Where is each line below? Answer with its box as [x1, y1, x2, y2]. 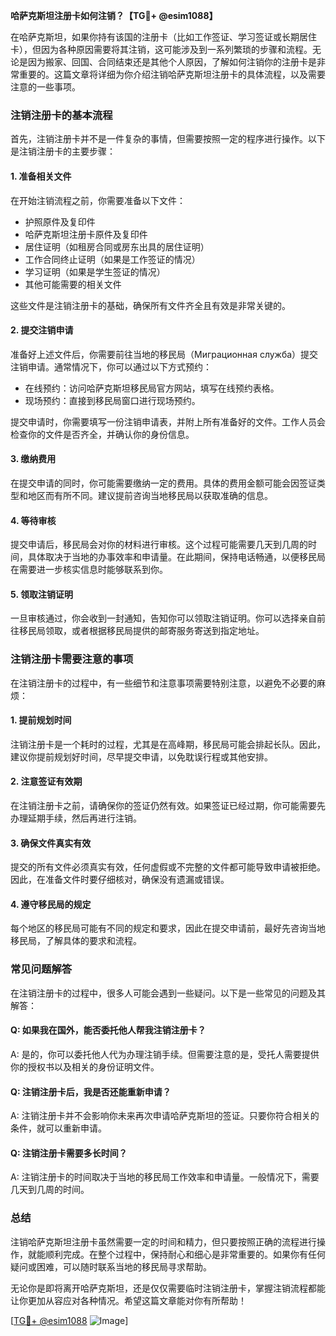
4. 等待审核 [10, 514, 57, 526]
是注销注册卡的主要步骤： [10, 145, 116, 158]
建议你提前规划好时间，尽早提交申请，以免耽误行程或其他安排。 [10, 750, 273, 763]
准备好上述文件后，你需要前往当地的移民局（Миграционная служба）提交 [10, 348, 319, 360]
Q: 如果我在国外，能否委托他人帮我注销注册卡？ [10, 1024, 207, 1036]
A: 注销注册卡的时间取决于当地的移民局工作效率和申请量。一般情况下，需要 [10, 1171, 320, 1183]
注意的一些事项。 [10, 81, 81, 93]
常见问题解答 [10, 962, 73, 976]
